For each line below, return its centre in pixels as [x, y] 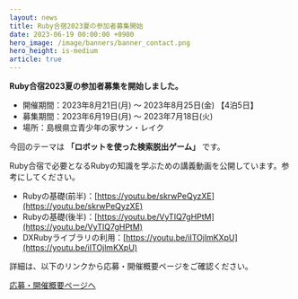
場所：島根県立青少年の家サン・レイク [93, 128]
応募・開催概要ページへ [53, 285]
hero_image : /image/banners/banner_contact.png [100, 43]
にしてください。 [48, 177]
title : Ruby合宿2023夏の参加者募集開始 [76, 26]
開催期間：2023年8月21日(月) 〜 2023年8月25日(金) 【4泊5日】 [140, 105]
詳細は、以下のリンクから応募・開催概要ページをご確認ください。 [131, 266]
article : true [36, 59]
